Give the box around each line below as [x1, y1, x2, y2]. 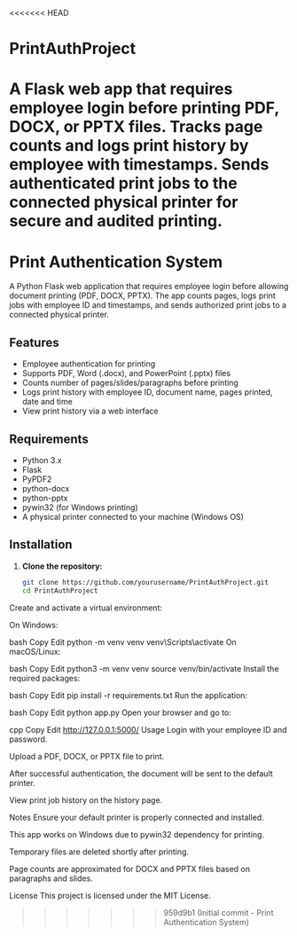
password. [9, 734, 48, 744]
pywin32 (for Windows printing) [21, 501, 139, 513]
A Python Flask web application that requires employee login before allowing [9, 281, 289, 292]
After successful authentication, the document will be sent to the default [9, 767, 273, 779]
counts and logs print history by [9, 136, 249, 156]
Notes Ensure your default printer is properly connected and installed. [9, 812, 264, 822]
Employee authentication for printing [21, 358, 156, 369]
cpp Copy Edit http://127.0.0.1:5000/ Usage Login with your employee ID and [9, 724, 287, 735]
